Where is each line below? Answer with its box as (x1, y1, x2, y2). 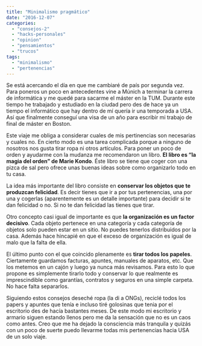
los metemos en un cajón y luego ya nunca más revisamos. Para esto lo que (6, 264, 195, 271)
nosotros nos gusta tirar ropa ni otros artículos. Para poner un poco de (6, 145, 181, 152)
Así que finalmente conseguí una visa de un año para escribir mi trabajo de (6, 114, 192, 121)
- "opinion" (11, 37, 42, 43)
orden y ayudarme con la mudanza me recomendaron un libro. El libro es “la (6, 151, 197, 158)
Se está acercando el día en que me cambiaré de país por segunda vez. (6, 82, 185, 89)
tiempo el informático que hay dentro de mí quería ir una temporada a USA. (6, 107, 193, 115)
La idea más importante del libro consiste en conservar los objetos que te (6, 182, 191, 189)
